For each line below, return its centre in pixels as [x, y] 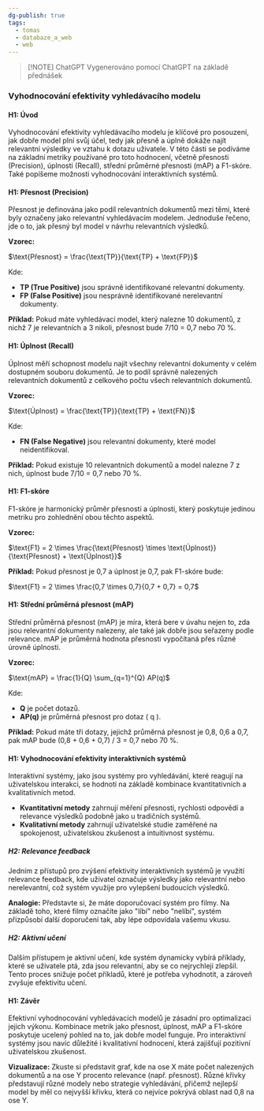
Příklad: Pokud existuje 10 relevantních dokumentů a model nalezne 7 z [124, 465]
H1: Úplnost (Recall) [41, 346]
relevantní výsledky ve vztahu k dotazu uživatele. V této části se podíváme [129, 149]
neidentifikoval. [44, 449]
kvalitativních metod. [42, 793]
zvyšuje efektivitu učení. [48, 983]
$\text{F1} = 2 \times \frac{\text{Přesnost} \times [87, 548]
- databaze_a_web [44, 37]
